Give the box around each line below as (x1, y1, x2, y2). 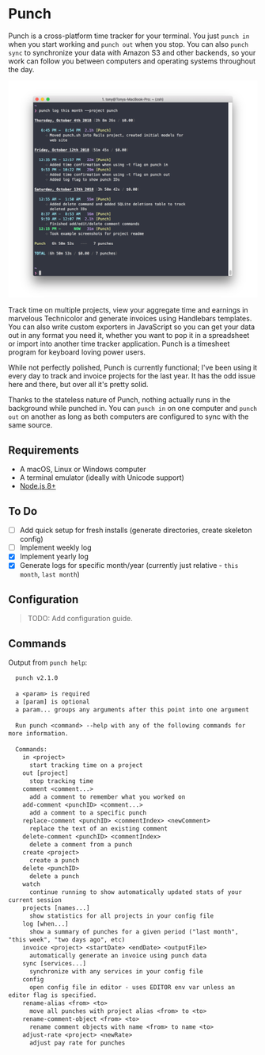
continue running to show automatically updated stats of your (28, 888, 243, 896)
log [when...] (22, 919, 69, 928)
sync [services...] (22, 959, 87, 968)
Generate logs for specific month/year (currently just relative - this (19, 561, 239, 570)
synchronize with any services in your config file (28, 967, 203, 976)
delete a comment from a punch (28, 840, 133, 849)
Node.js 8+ (19, 481, 57, 491)
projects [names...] (22, 903, 90, 912)
